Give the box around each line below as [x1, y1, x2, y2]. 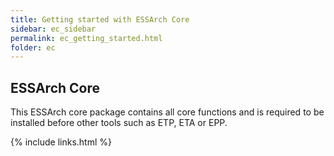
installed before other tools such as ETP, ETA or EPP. [10, 117, 228, 129]
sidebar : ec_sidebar [10, 24, 97, 34]
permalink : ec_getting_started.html [10, 33, 163, 43]
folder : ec [10, 42, 56, 53]
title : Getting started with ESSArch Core [10, 14, 190, 25]
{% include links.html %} [10, 136, 112, 148]
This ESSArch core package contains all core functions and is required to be [10, 106, 325, 118]
